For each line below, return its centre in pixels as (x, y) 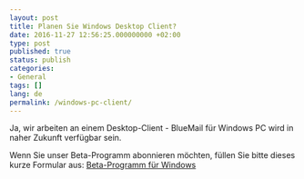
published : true (40, 52)
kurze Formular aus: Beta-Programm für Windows (103, 165)
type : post (30, 43)
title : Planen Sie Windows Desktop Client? (93, 26)
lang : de (26, 94)
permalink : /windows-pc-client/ (71, 102)
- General (28, 77)
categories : (32, 69)
